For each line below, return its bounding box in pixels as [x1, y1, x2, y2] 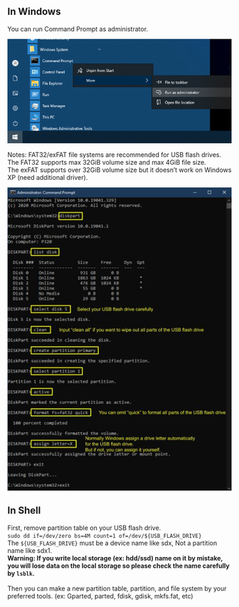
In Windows [7, 6, 61, 18]
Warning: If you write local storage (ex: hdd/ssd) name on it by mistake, [7, 554, 223, 562]
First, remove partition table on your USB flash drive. [7, 524, 161, 532]
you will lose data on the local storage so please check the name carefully [7, 561, 230, 570]
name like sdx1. [7, 546, 53, 555]
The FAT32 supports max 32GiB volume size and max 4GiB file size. [7, 158, 206, 166]
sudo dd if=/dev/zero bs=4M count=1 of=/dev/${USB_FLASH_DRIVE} [7, 532, 202, 539]
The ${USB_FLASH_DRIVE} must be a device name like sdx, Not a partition [7, 539, 218, 547]
